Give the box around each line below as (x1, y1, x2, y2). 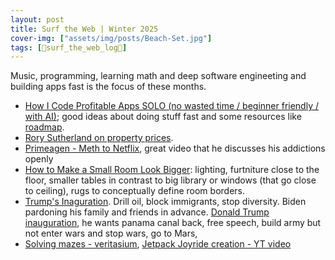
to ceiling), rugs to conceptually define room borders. (24, 185, 245, 197)
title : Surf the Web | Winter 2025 (10, 24, 159, 34)
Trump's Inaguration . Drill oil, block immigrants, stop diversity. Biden (24, 196, 307, 208)
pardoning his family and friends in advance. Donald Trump (24, 206, 270, 218)
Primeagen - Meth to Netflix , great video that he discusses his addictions (24, 142, 326, 155)
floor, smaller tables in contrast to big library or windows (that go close (24, 174, 317, 186)
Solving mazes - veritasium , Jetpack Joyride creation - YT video (24, 238, 292, 250)
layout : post (10, 14, 65, 25)
